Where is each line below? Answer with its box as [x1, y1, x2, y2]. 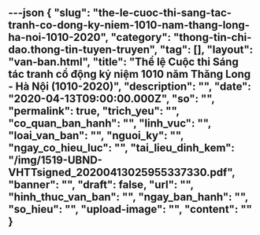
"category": [110, 31, 172, 44]
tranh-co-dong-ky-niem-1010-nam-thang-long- [8, 19, 251, 32]
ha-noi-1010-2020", [8, 31, 109, 44]
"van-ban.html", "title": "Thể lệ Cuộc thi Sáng [8, 55, 239, 69]
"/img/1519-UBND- [8, 153, 102, 167]
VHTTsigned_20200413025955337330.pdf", [8, 166, 236, 179]
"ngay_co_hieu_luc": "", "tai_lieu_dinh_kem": [8, 141, 235, 155]
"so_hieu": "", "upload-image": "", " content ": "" [8, 203, 252, 216]
